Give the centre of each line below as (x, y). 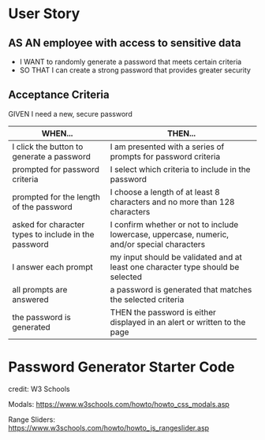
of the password (42, 207)
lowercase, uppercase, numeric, (170, 234)
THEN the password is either (163, 312)
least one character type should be (175, 267)
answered (30, 299)
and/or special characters (158, 244)
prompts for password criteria (165, 156)
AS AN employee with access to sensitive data (125, 43)
